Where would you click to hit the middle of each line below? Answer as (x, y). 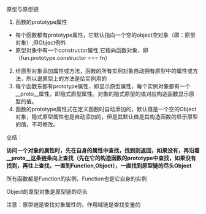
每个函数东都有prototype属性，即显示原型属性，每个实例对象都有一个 (103, 86)
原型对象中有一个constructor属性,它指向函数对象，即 (82, 50)
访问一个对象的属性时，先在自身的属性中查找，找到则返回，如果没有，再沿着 (103, 150)
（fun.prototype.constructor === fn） (63, 58)
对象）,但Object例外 (40, 42)
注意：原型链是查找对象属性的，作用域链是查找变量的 (74, 205)
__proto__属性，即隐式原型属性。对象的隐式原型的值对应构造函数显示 (102, 94)
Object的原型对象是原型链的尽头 (47, 192)
